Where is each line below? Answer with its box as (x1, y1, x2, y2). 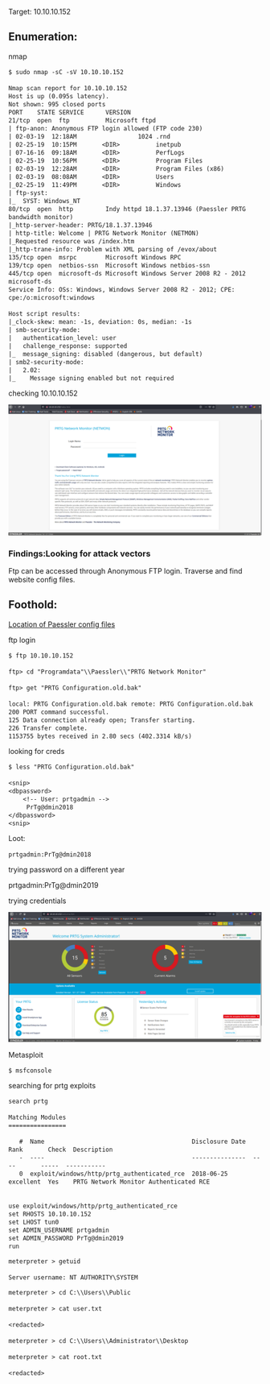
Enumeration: (8, 30, 78, 44)
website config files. (8, 574, 76, 584)
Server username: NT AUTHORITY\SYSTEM (8, 1273, 138, 1282)
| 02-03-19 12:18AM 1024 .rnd (8, 132, 171, 140)
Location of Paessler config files (8, 619, 116, 629)
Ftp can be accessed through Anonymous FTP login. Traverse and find (8, 566, 243, 575)
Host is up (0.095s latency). (8, 92, 110, 100)
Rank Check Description (8, 1146, 113, 1154)
